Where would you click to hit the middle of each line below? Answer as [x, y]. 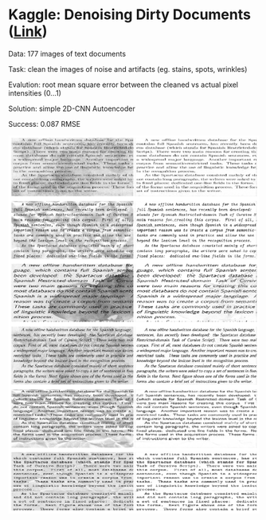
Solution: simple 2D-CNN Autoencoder [72, 108]
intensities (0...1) [35, 93]
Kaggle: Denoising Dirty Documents [129, 15]
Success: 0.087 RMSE [45, 124]
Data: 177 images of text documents [67, 53]
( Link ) [28, 32]
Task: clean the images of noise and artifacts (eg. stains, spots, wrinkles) [128, 69]
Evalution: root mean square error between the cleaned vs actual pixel [123, 85]
